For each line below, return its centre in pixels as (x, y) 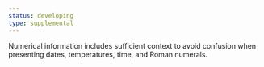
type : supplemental (41, 23)
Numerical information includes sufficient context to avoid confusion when (132, 45)
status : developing (41, 16)
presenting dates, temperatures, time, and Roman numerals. (108, 54)
